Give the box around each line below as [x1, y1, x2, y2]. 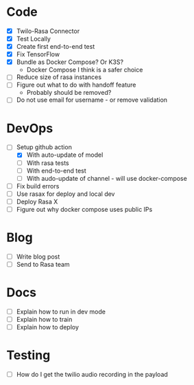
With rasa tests [26, 159, 69, 167]
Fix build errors [16, 181, 60, 190]
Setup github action [16, 143, 73, 151]
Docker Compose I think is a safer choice [26, 66, 143, 74]
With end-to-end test [26, 166, 86, 175]
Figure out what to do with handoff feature [16, 80, 136, 89]
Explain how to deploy [16, 323, 80, 331]
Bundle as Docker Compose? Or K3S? [16, 58, 124, 66]
